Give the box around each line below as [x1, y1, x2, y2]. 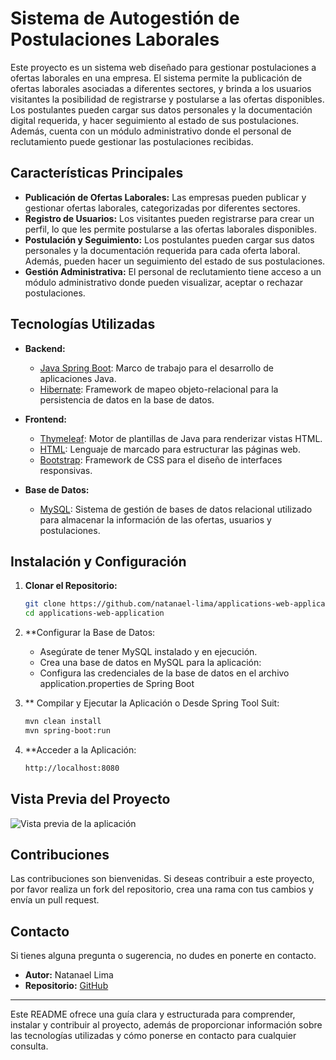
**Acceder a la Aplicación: [24, 743, 137, 756]
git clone [24, 599, 67, 609]
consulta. [10, 1040, 49, 1052]
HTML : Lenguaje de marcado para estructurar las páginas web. [39, 443, 301, 455]
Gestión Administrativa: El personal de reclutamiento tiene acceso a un [24, 265, 322, 277]
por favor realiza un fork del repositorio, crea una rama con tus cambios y [10, 883, 314, 896]
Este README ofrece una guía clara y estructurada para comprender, [10, 1008, 296, 1021]
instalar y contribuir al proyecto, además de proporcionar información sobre [10, 1019, 323, 1031]
